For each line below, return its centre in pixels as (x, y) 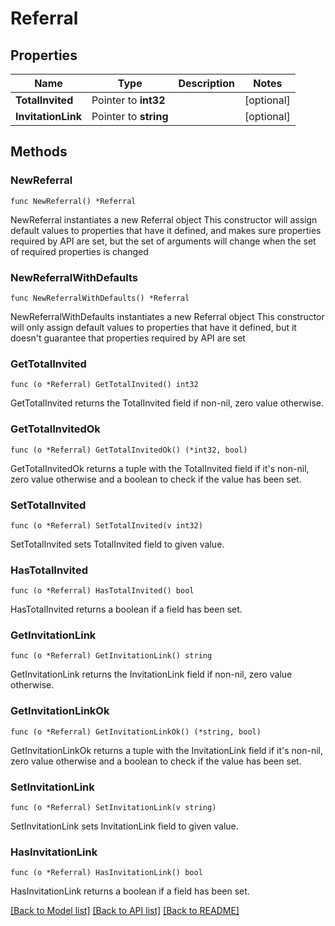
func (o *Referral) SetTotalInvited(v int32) (106, 525)
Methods (39, 152)
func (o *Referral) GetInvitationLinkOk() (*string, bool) (136, 732)
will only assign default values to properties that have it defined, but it (153, 327)
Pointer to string (130, 116)
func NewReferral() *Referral (73, 201)
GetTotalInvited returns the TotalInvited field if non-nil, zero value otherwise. (167, 403)
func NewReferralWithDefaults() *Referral (100, 298)
